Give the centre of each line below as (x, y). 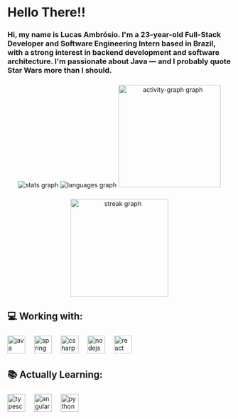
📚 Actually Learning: (55, 374)
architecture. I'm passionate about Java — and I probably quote (119, 61)
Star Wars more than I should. (60, 71)
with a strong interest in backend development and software (114, 53)
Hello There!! (47, 12)
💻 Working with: (45, 317)
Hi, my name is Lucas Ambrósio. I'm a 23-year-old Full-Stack (114, 35)
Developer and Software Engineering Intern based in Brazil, (112, 43)
